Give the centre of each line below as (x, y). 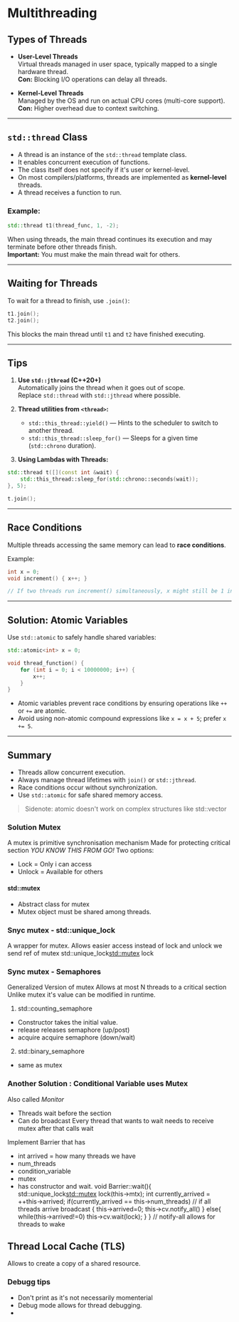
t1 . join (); (23, 314)
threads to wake (41, 1224)
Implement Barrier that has (46, 1142)
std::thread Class (48, 137)
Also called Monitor (36, 1099)
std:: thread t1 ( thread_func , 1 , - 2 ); (63, 226)
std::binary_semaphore (51, 1051)
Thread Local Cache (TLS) (67, 1246)
